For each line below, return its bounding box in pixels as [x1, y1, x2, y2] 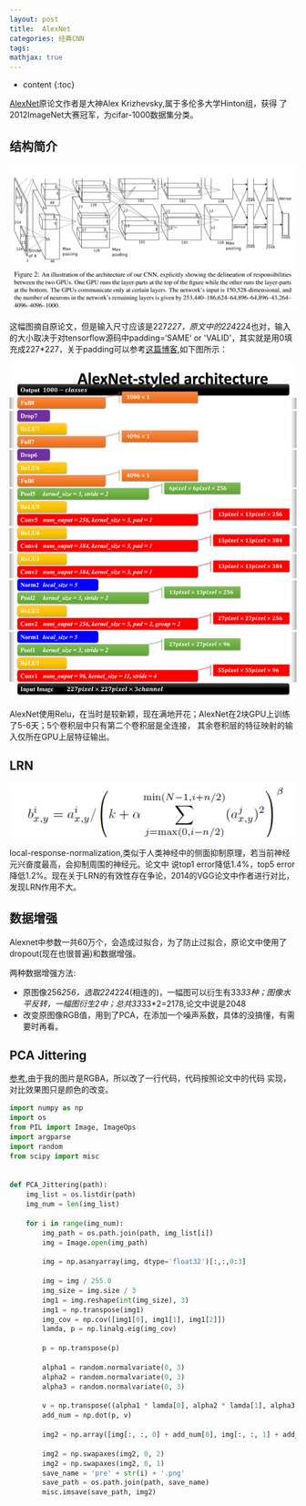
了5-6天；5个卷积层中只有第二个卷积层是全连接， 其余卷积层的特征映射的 [9, 719, 285, 730]
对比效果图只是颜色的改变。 [9, 1084, 114, 1095]
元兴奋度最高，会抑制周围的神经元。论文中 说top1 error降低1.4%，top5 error [9, 859, 296, 870]
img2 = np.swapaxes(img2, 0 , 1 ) [42, 1459, 166, 1468]
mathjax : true [9, 53, 64, 63]
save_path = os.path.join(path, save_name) [42, 1478, 209, 1488]
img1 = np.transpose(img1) [42, 1305, 145, 1315]
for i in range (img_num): [25, 1218, 125, 1228]
